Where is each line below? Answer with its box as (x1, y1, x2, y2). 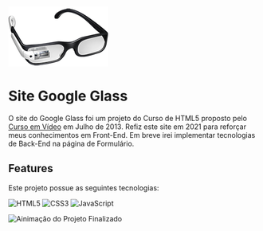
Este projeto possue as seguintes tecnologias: (8, 182, 159, 193)
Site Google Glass (8, 87, 128, 105)
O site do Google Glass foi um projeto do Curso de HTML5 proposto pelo (8, 113, 247, 123)
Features (8, 162, 53, 175)
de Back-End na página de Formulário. (8, 139, 135, 148)
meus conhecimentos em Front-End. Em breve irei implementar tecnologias (8, 130, 256, 139)
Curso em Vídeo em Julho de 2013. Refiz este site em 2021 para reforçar (8, 122, 247, 131)
